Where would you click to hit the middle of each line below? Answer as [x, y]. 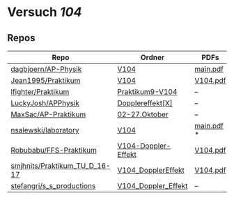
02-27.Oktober [143, 114]
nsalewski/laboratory [45, 130]
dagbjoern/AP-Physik [46, 69]
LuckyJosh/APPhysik [45, 103]
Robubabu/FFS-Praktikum [54, 150]
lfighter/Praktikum [40, 92]
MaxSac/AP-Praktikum [48, 114]
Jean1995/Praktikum [46, 80]
